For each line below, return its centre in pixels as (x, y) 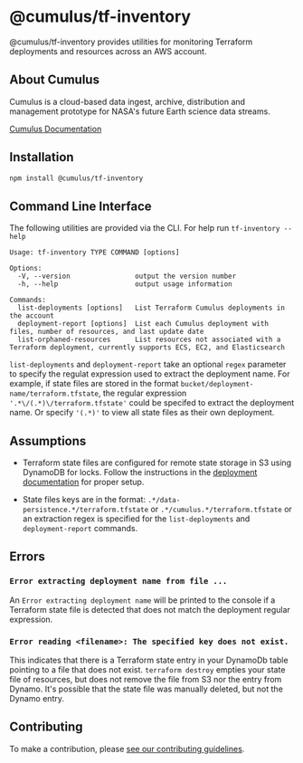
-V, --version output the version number (127, 277)
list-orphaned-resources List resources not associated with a (149, 340)
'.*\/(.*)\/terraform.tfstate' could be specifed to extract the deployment (152, 403)
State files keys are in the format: (84, 500)
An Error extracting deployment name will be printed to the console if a (142, 600)
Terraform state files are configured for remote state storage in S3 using (157, 463)
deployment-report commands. (80, 529)
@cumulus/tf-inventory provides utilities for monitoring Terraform (131, 42)
